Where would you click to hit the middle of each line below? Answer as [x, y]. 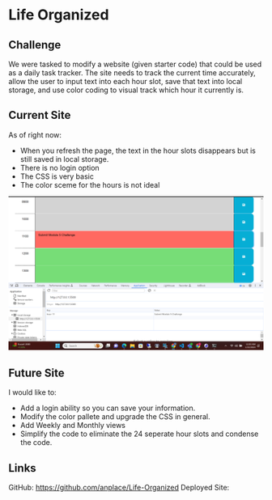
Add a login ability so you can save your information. [108, 408]
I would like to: [32, 392]
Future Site [36, 373]
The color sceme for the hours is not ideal [90, 184]
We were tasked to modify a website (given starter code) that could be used [135, 64]
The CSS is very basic [57, 176]
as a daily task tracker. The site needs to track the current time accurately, [132, 73]
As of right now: [35, 134]
